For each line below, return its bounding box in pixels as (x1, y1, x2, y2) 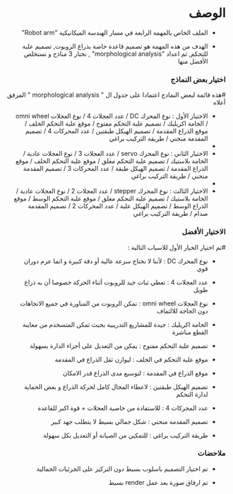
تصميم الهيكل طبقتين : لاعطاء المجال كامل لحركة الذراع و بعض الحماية (23, 382, 208, 391)
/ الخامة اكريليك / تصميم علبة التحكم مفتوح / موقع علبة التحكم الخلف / (25, 119, 208, 128)
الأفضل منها (178, 56, 208, 65)
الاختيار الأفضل (181, 227, 226, 237)
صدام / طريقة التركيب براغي (133, 210, 208, 218)
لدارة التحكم (175, 390, 208, 398)
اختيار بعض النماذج (170, 74, 226, 84)
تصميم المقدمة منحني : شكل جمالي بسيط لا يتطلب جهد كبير (51, 417, 208, 426)
